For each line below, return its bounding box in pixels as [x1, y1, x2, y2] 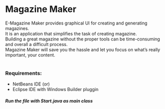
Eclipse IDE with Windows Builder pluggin [12, 86, 99, 92]
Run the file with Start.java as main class [5, 97, 93, 103]
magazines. [5, 25, 29, 31]
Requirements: [5, 69, 42, 76]
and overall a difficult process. [5, 41, 68, 47]
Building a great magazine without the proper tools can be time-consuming [5, 36, 160, 42]
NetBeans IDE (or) [12, 81, 50, 87]
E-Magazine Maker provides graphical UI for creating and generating [5, 20, 148, 26]
